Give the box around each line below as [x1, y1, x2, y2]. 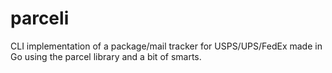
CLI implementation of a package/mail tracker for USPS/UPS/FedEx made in [10, 40, 323, 52]
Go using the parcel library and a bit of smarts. [10, 50, 202, 62]
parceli [10, 7, 70, 30]
